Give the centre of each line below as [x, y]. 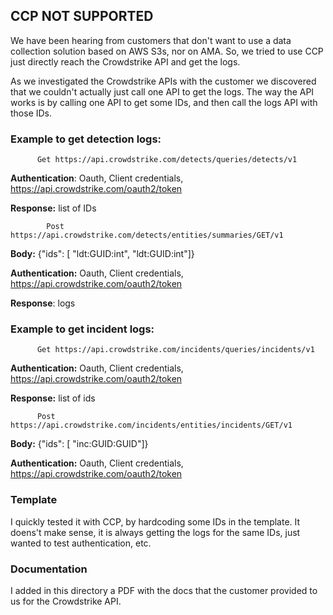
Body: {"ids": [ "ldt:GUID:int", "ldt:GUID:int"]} [102, 254]
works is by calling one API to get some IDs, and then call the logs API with [164, 102]
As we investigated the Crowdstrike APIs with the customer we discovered [163, 81]
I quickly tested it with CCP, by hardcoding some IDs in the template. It [155, 521]
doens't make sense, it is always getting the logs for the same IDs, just [155, 532]
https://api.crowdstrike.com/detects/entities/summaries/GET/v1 [147, 235]
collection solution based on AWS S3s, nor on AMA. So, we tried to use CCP [167, 51]
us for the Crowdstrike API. [66, 601]
